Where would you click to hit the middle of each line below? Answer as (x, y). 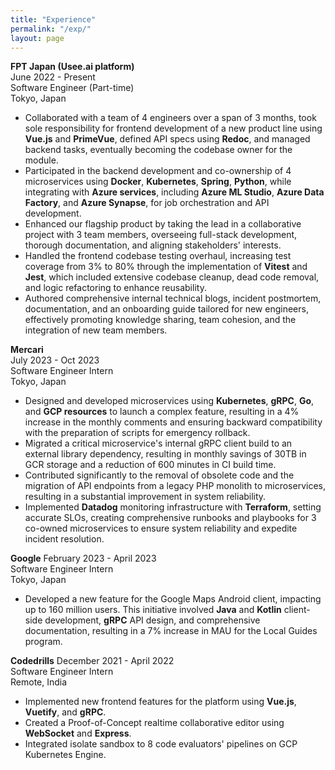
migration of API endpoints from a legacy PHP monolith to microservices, (175, 486)
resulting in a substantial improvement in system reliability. (145, 497)
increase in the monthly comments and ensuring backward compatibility (173, 422)
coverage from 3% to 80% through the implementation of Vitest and (166, 267)
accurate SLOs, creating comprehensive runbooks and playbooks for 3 (170, 518)
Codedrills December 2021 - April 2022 (92, 661)
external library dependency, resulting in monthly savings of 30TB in (165, 454)
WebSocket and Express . (78, 733)
